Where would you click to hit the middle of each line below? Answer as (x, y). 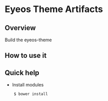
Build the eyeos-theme (29, 40)
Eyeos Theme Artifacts (54, 9)
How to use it (26, 56)
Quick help (22, 73)
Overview (20, 28)
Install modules (28, 85)
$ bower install (31, 94)
